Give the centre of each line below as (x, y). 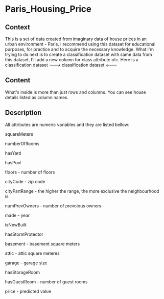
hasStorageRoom (23, 272)
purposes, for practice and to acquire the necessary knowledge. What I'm (80, 49)
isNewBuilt (16, 224)
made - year (18, 215)
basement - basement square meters (42, 244)
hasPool (13, 162)
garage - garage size (26, 263)
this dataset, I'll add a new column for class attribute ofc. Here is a (72, 60)
